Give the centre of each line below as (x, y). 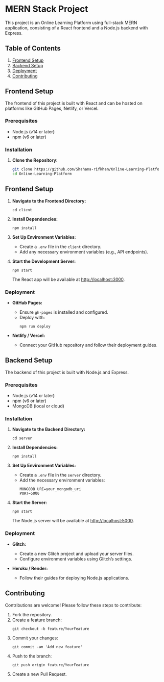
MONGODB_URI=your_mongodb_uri (50, 489)
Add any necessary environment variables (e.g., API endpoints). (84, 252)
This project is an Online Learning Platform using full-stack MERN (71, 23)
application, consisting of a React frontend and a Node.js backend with (77, 27)
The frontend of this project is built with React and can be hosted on (74, 103)
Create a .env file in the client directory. (60, 247)
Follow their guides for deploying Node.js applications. (74, 578)
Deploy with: (32, 318)
